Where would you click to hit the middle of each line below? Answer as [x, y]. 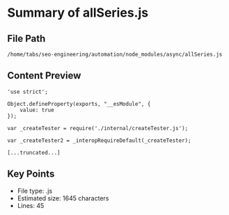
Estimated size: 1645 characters [63, 198]
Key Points [31, 174]
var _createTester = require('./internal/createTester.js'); [98, 128]
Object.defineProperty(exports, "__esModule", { [79, 104]
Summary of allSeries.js [78, 13]
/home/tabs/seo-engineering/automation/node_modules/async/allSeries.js [115, 54]
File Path [26, 39]
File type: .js [35, 191]
